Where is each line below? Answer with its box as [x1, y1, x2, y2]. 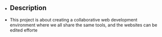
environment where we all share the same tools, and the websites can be [9, 22, 158, 28]
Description [9, 4, 47, 12]
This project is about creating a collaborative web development [9, 17, 137, 22]
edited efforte [9, 27, 38, 33]
